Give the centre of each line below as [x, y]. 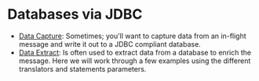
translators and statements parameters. [82, 69]
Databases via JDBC [75, 14]
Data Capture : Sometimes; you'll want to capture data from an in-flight [132, 36]
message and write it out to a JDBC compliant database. [109, 44]
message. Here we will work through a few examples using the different [135, 61]
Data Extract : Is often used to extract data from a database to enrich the [135, 52]
